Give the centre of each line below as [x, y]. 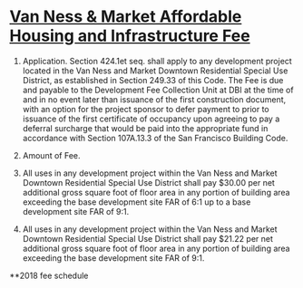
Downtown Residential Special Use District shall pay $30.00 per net [148, 182]
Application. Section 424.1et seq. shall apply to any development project [157, 61]
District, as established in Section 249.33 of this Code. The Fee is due [153, 80]
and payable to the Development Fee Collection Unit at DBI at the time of [158, 90]
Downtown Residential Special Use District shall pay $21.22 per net [148, 238]
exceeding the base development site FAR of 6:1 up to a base [137, 202]
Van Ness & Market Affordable [126, 17]
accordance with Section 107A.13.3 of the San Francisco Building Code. [155, 138]
